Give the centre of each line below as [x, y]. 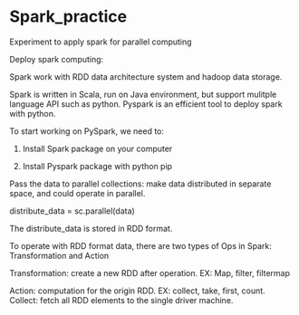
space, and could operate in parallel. [77, 193]
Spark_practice [68, 17]
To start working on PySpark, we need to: [87, 131]
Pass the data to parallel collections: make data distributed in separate [140, 184]
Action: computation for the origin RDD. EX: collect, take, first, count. [137, 291]
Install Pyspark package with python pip [97, 166]
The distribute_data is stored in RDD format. [91, 228]
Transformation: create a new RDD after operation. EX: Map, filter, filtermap [150, 272]
